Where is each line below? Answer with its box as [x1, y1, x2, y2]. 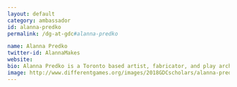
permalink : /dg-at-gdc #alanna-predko [7, 30, 119, 37]
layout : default [7, 10, 55, 18]
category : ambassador [7, 17, 71, 24]
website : [7, 56, 33, 64]
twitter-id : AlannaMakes [7, 50, 80, 57]
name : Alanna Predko [7, 43, 68, 50]
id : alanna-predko [7, 23, 61, 30]
